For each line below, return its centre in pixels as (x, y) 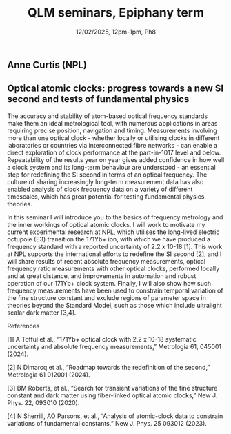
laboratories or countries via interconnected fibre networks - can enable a (112, 145)
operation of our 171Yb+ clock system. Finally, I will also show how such (109, 283)
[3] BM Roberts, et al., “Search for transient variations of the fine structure (112, 388)
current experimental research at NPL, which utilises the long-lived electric (113, 232)
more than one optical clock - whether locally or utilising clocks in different (113, 138)
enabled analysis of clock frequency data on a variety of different (100, 189)
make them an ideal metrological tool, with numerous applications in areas (112, 123)
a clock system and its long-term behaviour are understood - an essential (111, 167)
